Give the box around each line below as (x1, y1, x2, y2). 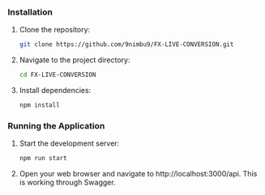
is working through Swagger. (19, 177, 116, 188)
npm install (19, 101, 60, 109)
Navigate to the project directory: (19, 55, 130, 65)
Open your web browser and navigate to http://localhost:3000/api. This (19, 169, 258, 179)
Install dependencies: (19, 86, 92, 95)
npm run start (19, 155, 67, 163)
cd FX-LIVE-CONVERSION (19, 71, 96, 79)
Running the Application (7, 120, 105, 131)
